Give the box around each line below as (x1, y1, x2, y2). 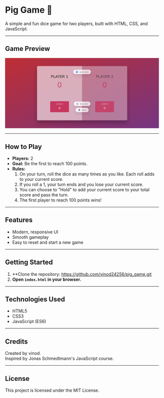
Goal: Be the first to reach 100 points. (12, 160, 88, 166)
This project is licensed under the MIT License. (5, 387, 100, 393)
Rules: (12, 166, 26, 172)
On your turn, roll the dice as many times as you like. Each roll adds (19, 171, 155, 177)
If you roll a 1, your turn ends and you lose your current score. (19, 181, 144, 187)
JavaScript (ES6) (12, 319, 46, 324)
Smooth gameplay (12, 234, 49, 240)
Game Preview (5, 45, 50, 53)
